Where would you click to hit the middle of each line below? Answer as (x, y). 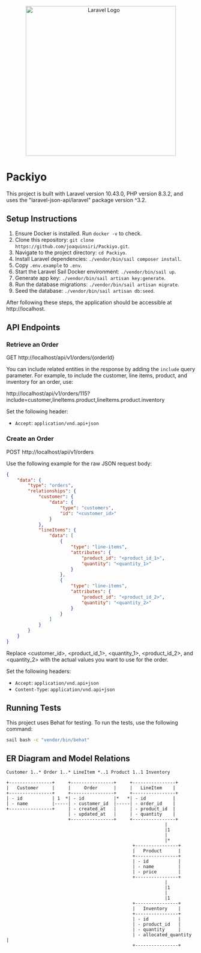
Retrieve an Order (32, 345)
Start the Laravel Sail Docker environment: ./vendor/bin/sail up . (95, 271)
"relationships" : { (52, 491)
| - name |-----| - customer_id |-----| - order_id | (91, 804)
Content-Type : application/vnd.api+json (65, 689)
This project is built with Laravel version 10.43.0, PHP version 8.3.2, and (94, 193)
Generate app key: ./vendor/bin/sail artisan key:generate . (90, 278)
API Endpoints (33, 328)
